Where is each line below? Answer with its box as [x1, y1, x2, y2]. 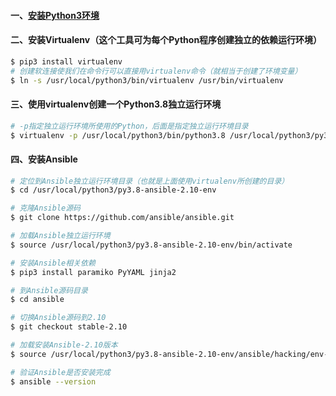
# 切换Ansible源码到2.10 [10, 313, 107, 323]
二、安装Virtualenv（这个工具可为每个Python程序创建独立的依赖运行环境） [10, 34, 323, 46]
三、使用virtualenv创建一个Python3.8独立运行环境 [10, 98, 222, 110]
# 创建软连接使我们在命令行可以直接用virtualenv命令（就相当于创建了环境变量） [10, 66, 303, 76]
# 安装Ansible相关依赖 [10, 258, 96, 268]
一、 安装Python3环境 [10, 9, 100, 21]
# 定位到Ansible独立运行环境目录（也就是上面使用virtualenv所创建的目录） [10, 176, 290, 186]
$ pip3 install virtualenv [10, 56, 123, 67]
